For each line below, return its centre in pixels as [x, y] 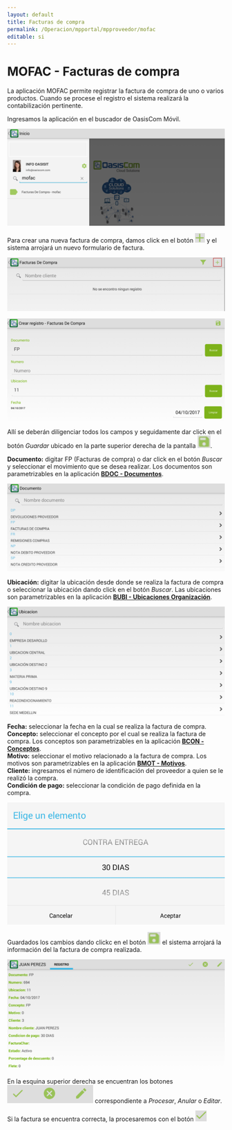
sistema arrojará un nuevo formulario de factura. [76, 247]
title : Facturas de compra [46, 22]
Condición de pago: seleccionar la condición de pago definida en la [104, 785]
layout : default [30, 15]
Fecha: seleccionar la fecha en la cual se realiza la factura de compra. [107, 727]
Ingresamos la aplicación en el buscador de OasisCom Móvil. [94, 119]
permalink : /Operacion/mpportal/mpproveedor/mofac [81, 29]
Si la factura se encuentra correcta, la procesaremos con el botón [101, 1119]
